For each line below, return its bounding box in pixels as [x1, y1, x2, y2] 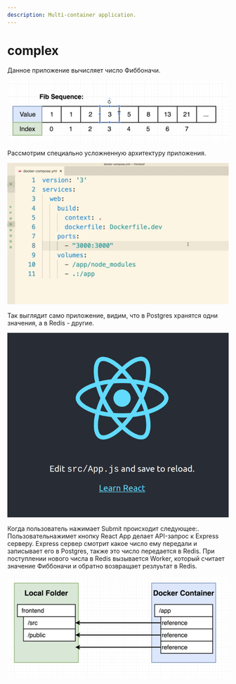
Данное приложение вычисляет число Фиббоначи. [7, 66, 161, 74]
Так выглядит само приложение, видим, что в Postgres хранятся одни [7, 311, 218, 320]
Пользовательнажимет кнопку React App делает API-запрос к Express [7, 532, 219, 540]
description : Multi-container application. [7, 11, 137, 18]
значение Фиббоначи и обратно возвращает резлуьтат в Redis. [7, 561, 197, 570]
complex [7, 42, 59, 58]
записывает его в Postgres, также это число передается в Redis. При [7, 547, 216, 555]
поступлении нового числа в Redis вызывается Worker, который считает [7, 554, 225, 563]
